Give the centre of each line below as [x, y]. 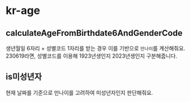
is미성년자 [24, 77]
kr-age [23, 11]
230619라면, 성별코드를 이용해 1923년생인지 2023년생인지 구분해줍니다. [92, 56]
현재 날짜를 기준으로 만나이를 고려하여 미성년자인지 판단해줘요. [79, 92]
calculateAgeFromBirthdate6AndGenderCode [94, 33]
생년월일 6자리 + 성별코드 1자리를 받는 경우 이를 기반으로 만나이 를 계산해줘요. [95, 48]
